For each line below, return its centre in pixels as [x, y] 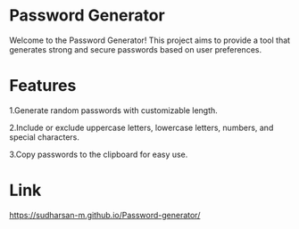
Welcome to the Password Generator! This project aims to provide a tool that [150, 40]
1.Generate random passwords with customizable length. [114, 110]
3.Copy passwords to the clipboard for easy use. [99, 154]
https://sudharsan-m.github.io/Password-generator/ [105, 215]
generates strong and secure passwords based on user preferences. [135, 49]
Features [43, 86]
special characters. [45, 137]
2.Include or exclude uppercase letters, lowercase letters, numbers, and [141, 127]
